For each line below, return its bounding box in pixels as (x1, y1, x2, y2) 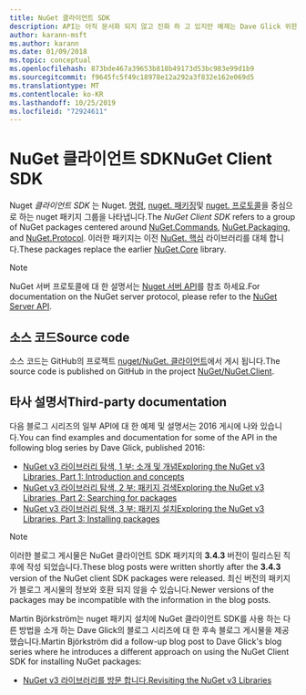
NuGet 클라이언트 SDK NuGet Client (9, 149, 273, 170)
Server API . (9, 301, 53, 312)
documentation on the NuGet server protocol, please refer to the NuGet (9, 291, 278, 302)
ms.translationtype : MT (9, 81, 100, 90)
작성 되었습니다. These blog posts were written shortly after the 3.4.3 (25, 561, 281, 572)
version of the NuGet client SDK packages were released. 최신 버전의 (9, 572, 267, 584)
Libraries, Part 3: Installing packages (22, 513, 160, 524)
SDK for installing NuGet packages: (9, 656, 142, 667)
